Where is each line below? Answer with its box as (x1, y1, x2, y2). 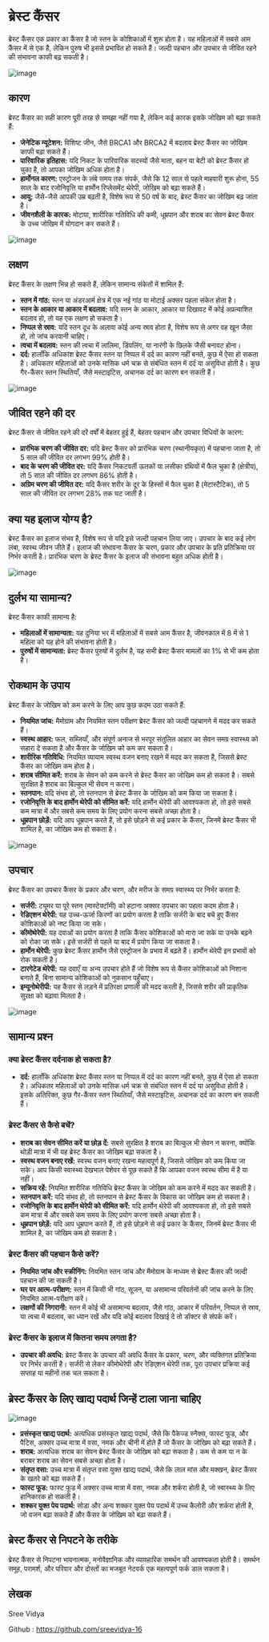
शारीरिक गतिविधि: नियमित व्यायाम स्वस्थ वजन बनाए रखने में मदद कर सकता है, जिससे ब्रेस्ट (19, 752, 247, 761)
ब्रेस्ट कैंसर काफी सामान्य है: (8, 612, 78, 621)
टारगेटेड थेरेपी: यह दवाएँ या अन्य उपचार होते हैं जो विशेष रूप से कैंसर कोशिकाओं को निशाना (19, 964, 247, 974)
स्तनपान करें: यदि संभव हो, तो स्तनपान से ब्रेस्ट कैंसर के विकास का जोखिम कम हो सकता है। (19, 1192, 251, 1202)
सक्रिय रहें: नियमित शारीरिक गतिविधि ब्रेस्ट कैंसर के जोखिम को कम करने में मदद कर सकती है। (19, 1182, 256, 1192)
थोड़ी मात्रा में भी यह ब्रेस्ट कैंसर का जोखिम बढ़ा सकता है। (19, 1146, 162, 1156)
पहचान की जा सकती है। (19, 1275, 82, 1285)
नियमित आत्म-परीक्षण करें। (19, 1293, 89, 1303)
